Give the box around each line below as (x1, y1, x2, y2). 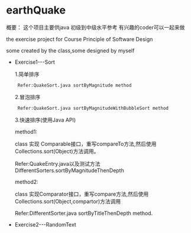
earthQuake (6, 4, 66, 17)
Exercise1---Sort (14, 58, 55, 65)
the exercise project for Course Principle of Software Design (6, 35, 153, 42)
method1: (14, 128, 37, 135)
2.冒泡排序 (14, 93, 41, 100)
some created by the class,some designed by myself (6, 47, 135, 54)
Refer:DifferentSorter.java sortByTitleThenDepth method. (14, 209, 153, 216)
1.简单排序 (14, 70, 40, 77)
